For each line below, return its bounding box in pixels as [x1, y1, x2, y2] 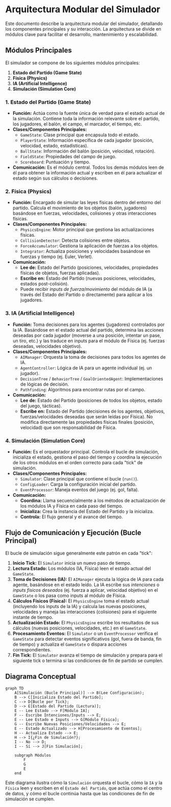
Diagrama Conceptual [5, 672, 76, 681]
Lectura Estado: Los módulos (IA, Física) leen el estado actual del [12, 565, 151, 571]
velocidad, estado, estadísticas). [20, 143, 89, 149]
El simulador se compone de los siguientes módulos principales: [5, 60, 140, 66]
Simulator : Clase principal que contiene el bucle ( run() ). [20, 475, 138, 482]
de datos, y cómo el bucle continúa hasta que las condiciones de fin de [5, 790, 155, 796]
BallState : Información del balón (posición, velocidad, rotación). [20, 148, 156, 154]
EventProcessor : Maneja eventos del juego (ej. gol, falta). [20, 486, 139, 493]
